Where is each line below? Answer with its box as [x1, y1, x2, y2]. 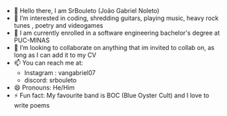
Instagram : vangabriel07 [24, 69, 96, 76]
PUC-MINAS [13, 36, 50, 44]
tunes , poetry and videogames [13, 22, 103, 29]
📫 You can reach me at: [13, 59, 83, 67]
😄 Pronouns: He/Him [13, 83, 75, 92]
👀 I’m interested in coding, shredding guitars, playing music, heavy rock [13, 14, 219, 22]
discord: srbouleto [24, 76, 77, 84]
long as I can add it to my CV [13, 51, 96, 59]
